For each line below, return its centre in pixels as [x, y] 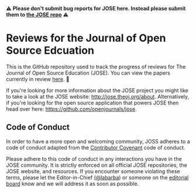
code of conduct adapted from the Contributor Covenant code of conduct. [96, 148]
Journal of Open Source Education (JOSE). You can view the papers [88, 73]
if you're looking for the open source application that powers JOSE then [92, 103]
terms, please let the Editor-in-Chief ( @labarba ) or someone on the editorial [97, 177]
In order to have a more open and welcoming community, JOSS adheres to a [98, 141]
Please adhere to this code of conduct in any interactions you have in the [94, 159]
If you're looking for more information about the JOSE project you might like [97, 90]
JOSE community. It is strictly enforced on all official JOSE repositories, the [97, 165]
